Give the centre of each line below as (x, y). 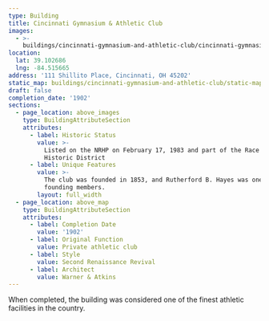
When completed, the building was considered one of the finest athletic (126, 300)
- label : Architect (62, 270)
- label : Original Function (76, 240)
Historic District (74, 157)
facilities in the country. (47, 308)
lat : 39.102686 (41, 61)
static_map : (28, 83)
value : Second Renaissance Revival (96, 262)
